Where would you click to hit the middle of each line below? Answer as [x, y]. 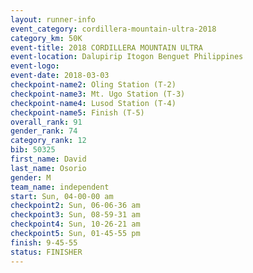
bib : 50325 [33, 150]
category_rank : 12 [48, 141]
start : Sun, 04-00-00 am [62, 196]
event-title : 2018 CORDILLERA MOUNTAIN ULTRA [106, 47]
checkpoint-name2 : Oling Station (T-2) [93, 85]
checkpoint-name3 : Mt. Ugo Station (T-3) [98, 94]
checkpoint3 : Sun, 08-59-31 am [75, 215]
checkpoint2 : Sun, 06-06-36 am [75, 206]
